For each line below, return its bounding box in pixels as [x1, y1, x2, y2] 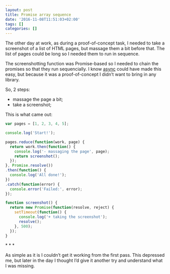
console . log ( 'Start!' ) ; [5, 130, 56, 135]
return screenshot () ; [14, 154, 60, 159]
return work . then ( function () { [10, 144, 76, 149]
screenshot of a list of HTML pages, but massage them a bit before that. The [5, 45, 165, 52]
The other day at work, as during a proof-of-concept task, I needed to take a [5, 40, 165, 46]
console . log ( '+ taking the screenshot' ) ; [18, 214, 108, 219]
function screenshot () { [5, 200, 58, 205]
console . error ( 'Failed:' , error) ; [10, 187, 82, 192]
